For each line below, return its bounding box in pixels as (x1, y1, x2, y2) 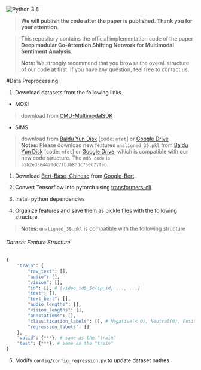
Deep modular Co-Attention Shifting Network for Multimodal (20, 42, 175, 48)
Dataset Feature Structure (6, 238, 71, 246)
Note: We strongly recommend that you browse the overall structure (20, 60, 190, 66)
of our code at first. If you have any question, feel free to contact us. (20, 66, 190, 73)
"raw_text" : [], (28, 268, 68, 274)
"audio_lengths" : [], (28, 302, 82, 308)
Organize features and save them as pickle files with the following (14, 207, 178, 214)
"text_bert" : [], (28, 296, 71, 302)
